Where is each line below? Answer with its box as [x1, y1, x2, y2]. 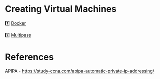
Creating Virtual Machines [5, 3, 117, 15]
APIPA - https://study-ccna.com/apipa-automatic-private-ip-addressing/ [5, 68, 155, 74]
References [5, 51, 54, 63]
